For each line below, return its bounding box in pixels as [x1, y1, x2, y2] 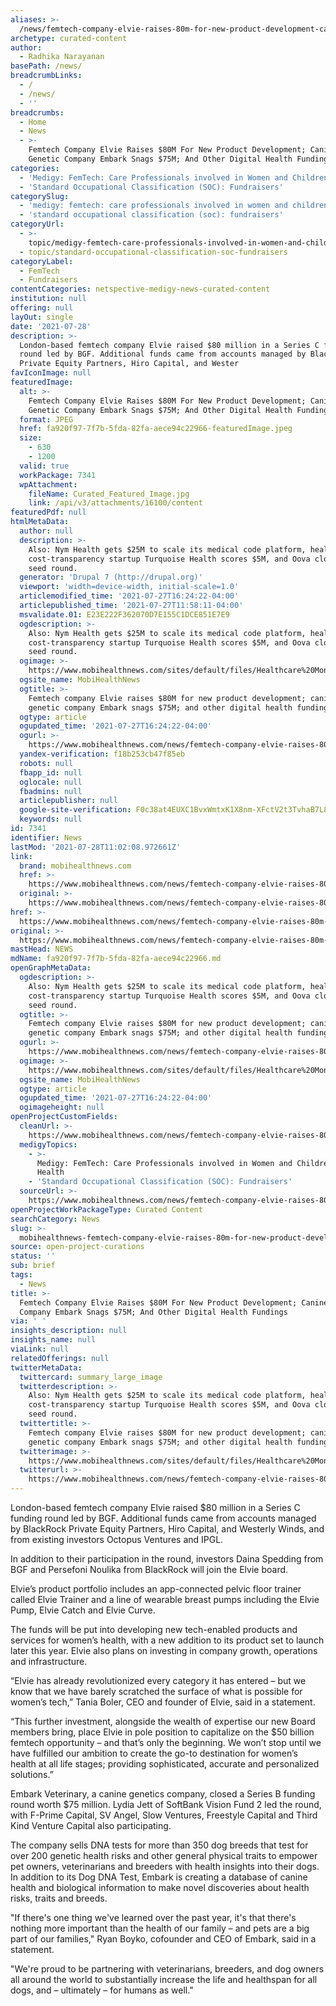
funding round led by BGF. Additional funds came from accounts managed [10, 1512, 317, 1524]
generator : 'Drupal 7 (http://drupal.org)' [19, 572, 203, 583]
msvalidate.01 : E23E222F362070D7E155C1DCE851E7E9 [19, 609, 230, 620]
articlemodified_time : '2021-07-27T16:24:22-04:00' [19, 591, 240, 601]
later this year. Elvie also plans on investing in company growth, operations [10, 1645, 318, 1656]
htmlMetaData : [10, 517, 70, 527]
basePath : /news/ [10, 61, 83, 71]
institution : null [10, 294, 87, 304]
